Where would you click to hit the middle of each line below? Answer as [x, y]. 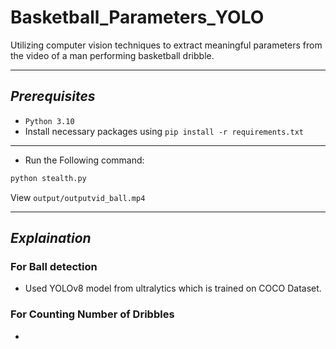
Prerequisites [53, 96]
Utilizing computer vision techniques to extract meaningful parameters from [166, 45]
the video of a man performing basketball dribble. [112, 55]
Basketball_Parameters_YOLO [137, 17]
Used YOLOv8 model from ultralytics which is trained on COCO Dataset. [173, 288]
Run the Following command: [84, 160]
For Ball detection [54, 266]
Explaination [51, 238]
